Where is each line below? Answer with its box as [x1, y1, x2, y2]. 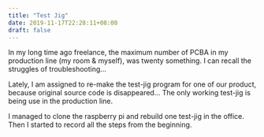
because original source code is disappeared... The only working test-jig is [8, 88, 251, 98]
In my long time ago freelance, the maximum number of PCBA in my [8, 48, 229, 57]
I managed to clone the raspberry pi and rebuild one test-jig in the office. [8, 112, 244, 121]
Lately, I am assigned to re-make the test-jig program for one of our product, [8, 80, 257, 89]
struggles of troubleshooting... [8, 65, 106, 74]
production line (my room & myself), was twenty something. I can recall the [8, 56, 252, 65]
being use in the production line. [8, 96, 113, 106]
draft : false [8, 26, 51, 34]
